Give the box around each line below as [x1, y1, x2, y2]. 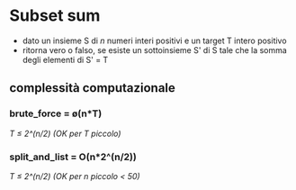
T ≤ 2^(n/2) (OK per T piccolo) [9, 128, 121, 139]
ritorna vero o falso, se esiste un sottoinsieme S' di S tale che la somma [22, 44, 288, 55]
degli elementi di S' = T [22, 54, 109, 65]
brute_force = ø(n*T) [9, 107, 103, 120]
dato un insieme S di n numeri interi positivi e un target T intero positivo [22, 35, 287, 46]
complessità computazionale [9, 80, 175, 95]
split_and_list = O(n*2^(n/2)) [9, 150, 137, 163]
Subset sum [9, 5, 101, 26]
